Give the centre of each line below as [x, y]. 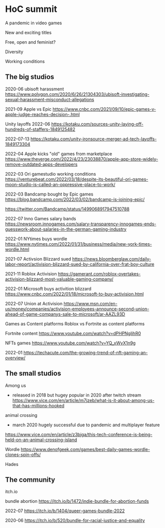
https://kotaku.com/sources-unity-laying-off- [97, 124]
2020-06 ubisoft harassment [35, 89]
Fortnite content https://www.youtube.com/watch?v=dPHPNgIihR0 [73, 333]
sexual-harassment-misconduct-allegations [50, 99]
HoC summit [31, 9]
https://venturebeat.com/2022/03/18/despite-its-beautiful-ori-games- [77, 179]
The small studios [33, 373]
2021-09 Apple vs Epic [28, 109]
